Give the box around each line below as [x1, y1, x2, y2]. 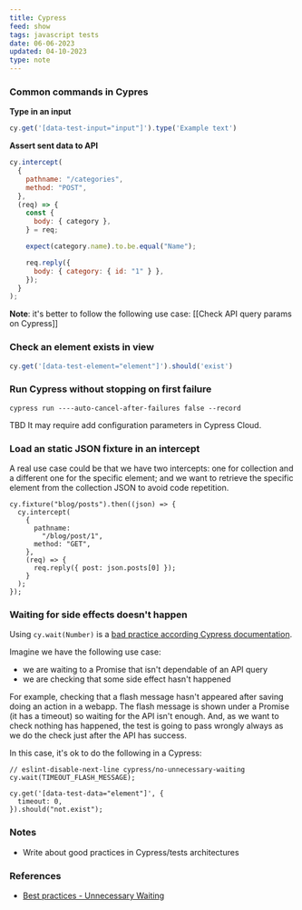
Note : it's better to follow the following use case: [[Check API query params [9, 308, 292, 319]
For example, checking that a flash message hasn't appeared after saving [9, 692, 284, 703]
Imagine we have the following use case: [9, 646, 161, 657]
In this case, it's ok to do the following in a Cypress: [9, 747, 202, 759]
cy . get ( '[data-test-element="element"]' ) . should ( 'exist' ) [9, 361, 233, 371]
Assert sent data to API [9, 140, 99, 151]
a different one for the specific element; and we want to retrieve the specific [9, 473, 294, 484]
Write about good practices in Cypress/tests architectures [22, 846, 239, 857]
